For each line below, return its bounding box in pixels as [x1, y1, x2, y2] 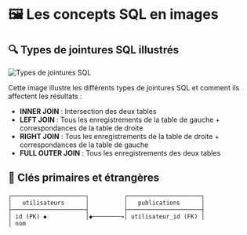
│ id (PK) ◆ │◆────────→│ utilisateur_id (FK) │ [8, 212, 205, 220]
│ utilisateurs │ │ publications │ [8, 199, 205, 207]
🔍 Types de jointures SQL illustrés [8, 43, 179, 57]
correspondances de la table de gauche [19, 140, 149, 149]
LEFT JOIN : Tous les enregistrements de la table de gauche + [19, 115, 221, 124]
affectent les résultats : [8, 91, 82, 101]
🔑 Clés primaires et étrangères [8, 171, 160, 185]
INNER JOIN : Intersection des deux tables [19, 107, 157, 116]
